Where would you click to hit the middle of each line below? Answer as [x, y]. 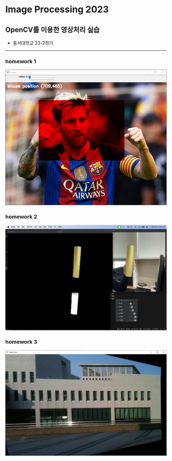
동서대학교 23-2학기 [33, 43]
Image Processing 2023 [57, 9]
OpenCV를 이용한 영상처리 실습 [52, 30]
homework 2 [21, 217]
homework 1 [21, 61]
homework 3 [21, 341]
